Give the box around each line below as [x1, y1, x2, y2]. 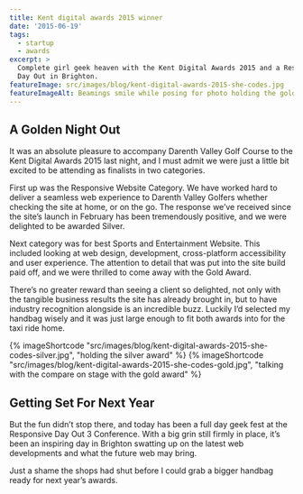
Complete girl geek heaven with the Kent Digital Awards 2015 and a [17, 64, 280, 73]
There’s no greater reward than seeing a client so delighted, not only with [9, 285, 281, 296]
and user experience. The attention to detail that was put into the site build [9, 258, 286, 269]
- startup [17, 38, 54, 48]
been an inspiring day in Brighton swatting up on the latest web [9, 438, 244, 449]
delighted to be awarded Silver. [9, 221, 125, 232]
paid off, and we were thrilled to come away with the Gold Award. [9, 267, 252, 278]
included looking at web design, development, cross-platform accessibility [9, 248, 287, 259]
